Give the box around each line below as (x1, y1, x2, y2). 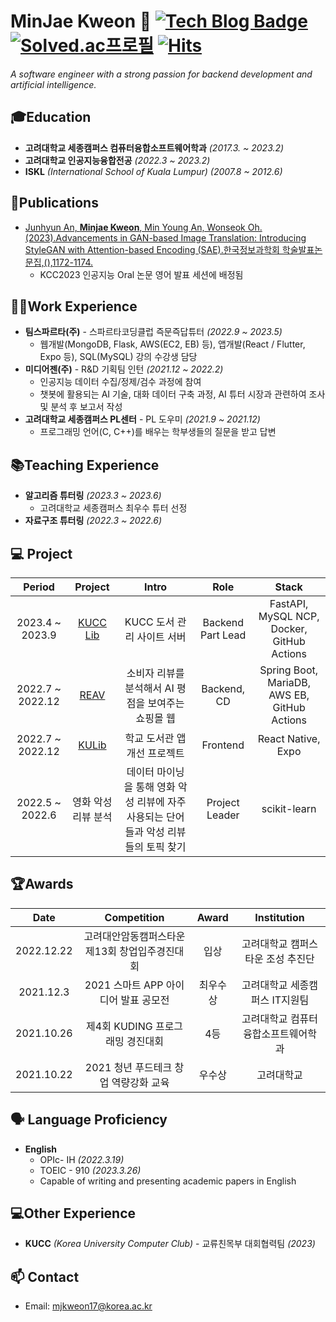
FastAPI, (269, 597, 309, 610)
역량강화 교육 (111, 1075, 170, 1089)
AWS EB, (268, 688, 310, 702)
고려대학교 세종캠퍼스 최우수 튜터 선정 (39, 502, 188, 514)
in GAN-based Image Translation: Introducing (119, 231, 307, 244)
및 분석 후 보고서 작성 (39, 401, 123, 413)
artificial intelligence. (10, 78, 97, 90)
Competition (104, 910, 165, 924)
